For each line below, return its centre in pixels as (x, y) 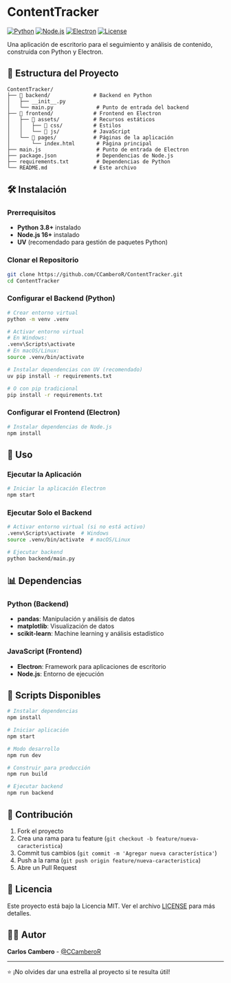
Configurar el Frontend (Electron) (64, 413)
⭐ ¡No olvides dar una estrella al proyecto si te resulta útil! (89, 971)
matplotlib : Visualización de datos (66, 626)
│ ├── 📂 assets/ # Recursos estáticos (81, 119)
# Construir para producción (49, 768)
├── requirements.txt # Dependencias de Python (89, 162)
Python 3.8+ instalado (49, 227)
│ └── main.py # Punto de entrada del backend (98, 107)
